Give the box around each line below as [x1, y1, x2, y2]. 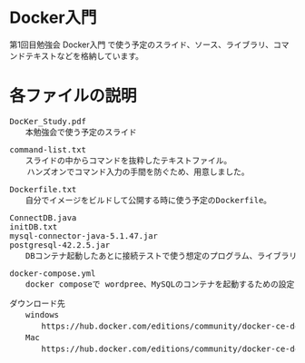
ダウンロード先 [9, 298, 65, 309]
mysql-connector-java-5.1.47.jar [9, 231, 159, 240]
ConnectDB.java [9, 212, 77, 222]
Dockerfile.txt [9, 184, 77, 194]
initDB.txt [9, 221, 58, 231]
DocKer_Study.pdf [9, 116, 86, 126]
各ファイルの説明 [9, 86, 138, 106]
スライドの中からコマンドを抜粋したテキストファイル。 [25, 155, 232, 165]
